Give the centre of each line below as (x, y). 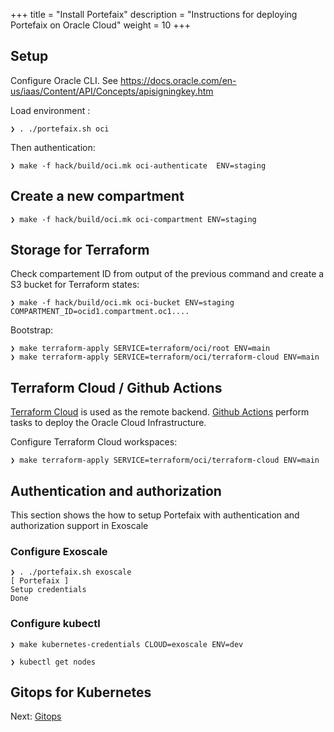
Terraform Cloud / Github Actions (116, 387)
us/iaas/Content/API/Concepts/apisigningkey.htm (112, 91)
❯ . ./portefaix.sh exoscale (71, 572)
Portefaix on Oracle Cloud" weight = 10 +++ (100, 25)
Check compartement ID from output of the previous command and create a (167, 274)
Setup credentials (48, 590)
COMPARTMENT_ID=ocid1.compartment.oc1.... (100, 312)
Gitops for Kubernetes (81, 692)
